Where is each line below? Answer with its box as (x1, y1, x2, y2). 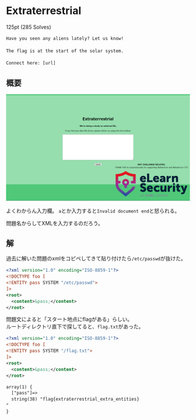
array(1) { (6, 384, 33, 390)
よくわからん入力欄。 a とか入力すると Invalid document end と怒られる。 (6, 207, 180, 214)
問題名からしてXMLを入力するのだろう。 (6, 220, 104, 227)
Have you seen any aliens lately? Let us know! (6, 35, 124, 42)
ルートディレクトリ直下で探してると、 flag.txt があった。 (6, 323, 144, 330)
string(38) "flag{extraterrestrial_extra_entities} (11, 397, 140, 402)
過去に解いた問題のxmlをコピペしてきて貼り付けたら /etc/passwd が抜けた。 (6, 255, 187, 262)
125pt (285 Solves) (6, 23, 51, 30)
